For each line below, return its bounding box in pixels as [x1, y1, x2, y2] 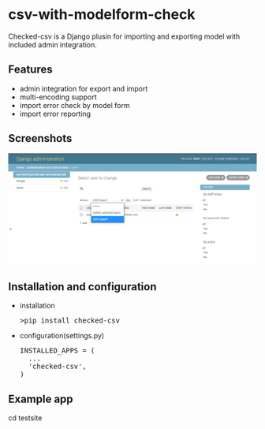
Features [8, 63, 53, 76]
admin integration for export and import [19, 84, 148, 93]
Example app [8, 392, 73, 405]
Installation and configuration [8, 280, 157, 293]
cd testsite [8, 413, 43, 423]
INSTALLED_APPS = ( [19, 346, 95, 356]
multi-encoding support [19, 92, 97, 102]
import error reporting [19, 109, 91, 118]
